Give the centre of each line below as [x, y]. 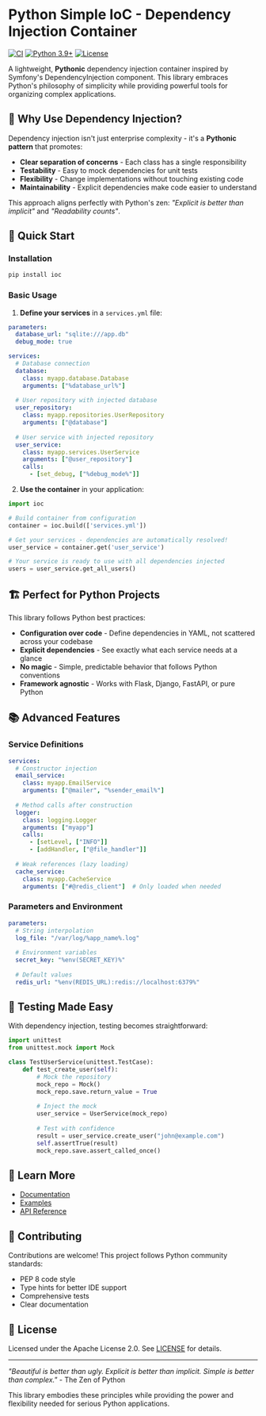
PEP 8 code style [47, 1280]
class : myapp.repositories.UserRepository [93, 415]
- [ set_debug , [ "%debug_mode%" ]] [84, 474]
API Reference [43, 1211]
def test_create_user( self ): [70, 1070]
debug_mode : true [44, 342]
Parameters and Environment [66, 907]
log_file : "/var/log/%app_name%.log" [78, 938]
